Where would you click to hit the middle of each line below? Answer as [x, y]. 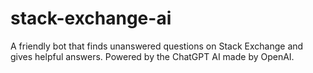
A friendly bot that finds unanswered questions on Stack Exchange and [157, 46]
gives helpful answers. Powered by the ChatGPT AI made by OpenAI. [152, 56]
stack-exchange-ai [91, 18]
